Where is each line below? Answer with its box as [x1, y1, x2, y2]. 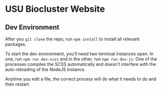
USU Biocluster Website [5, 3, 105, 15]
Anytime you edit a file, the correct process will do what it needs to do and [5, 76, 157, 82]
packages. [5, 41, 27, 47]
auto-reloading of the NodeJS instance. [5, 66, 86, 72]
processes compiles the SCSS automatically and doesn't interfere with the [5, 61, 157, 67]
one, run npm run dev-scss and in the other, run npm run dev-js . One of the [5, 56, 157, 62]
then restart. [5, 81, 31, 87]
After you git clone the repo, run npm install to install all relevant [5, 36, 140, 42]
